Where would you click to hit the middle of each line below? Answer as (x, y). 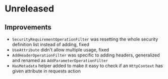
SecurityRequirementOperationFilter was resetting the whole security (85, 39)
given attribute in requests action (46, 71)
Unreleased (30, 9)
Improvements (28, 27)
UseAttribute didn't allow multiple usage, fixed (61, 50)
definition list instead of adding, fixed (50, 44)
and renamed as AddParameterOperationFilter (60, 60)
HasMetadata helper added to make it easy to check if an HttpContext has (88, 66)
